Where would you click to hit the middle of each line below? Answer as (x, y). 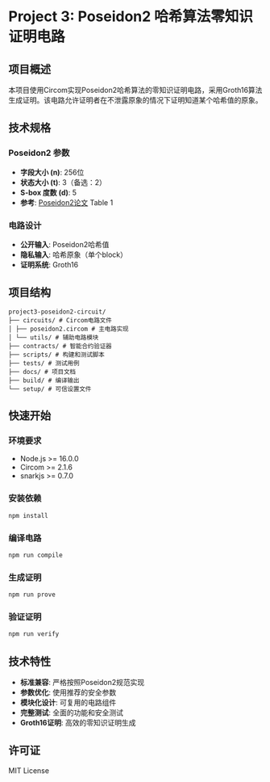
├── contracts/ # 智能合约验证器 (60, 346)
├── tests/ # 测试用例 (44, 363)
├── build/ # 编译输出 (44, 380)
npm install (28, 515)
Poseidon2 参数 (39, 153)
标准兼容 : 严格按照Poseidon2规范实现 (82, 682)
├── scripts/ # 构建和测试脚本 (56, 355)
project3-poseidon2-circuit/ (57, 312)
